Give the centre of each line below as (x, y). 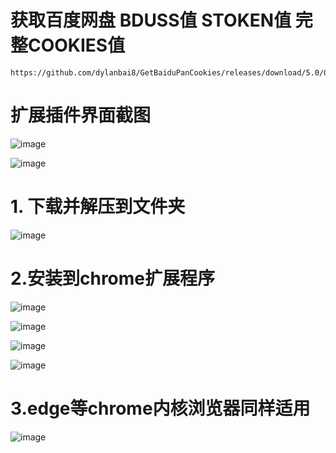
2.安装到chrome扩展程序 (113, 278)
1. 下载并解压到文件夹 (98, 207)
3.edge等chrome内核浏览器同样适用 (160, 408)
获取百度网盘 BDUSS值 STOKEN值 (151, 20)
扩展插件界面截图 (81, 115)
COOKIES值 (77, 45)
